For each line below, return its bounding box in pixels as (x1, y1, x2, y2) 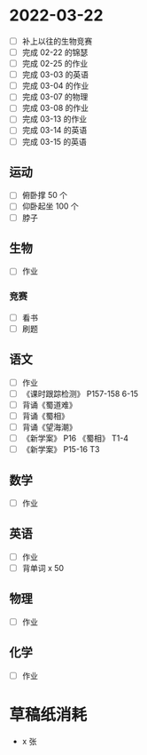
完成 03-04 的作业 (21, 81, 89, 91)
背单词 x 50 (21, 562, 65, 573)
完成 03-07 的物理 (21, 91, 89, 102)
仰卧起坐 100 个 (21, 201, 80, 211)
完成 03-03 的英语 (21, 69, 89, 80)
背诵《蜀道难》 (21, 399, 77, 409)
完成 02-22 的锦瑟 (21, 47, 89, 58)
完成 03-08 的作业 (21, 103, 89, 114)
